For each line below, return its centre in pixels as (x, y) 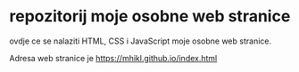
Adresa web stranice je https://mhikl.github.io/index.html (113, 58)
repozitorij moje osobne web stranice (150, 16)
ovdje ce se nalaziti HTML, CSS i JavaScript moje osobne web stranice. (141, 41)
